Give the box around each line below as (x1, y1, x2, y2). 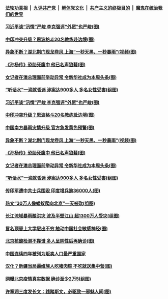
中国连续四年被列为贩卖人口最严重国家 (5, 250, 86, 257)
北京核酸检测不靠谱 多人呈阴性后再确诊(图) (5, 238, 95, 244)
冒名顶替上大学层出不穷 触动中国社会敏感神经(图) (5, 225, 108, 231)
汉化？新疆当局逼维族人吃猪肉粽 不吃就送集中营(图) (5, 263, 113, 269)
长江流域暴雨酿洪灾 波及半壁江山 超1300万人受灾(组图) (5, 213, 120, 219)
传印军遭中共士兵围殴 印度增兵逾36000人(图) (5, 187, 101, 194)
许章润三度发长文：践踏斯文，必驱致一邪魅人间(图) (5, 288, 111, 294)
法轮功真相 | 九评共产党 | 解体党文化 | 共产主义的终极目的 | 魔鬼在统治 (5, 5, 158, 11)
